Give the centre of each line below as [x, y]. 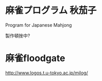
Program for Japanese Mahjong [39, 25]
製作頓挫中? [18, 35]
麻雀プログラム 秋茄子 [51, 11]
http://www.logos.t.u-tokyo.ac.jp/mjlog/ [47, 73]
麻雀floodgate [35, 58]
